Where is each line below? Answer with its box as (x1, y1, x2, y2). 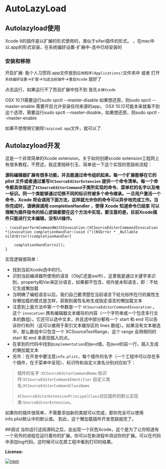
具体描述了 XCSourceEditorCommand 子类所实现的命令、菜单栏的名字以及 (13, 184, 156, 191)
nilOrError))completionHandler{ (5, 234, 72, 239)
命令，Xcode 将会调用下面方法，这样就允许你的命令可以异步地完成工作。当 (5, 197, 159, 203)
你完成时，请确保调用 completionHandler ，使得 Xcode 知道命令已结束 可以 (5, 203, 160, 209)
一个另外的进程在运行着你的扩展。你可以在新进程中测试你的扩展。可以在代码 (5, 433, 161, 439)
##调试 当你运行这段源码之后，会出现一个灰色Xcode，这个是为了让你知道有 (5, 426, 159, 432)
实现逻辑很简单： (5, 256, 40, 262)
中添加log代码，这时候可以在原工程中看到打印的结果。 (5, 439, 116, 445)
